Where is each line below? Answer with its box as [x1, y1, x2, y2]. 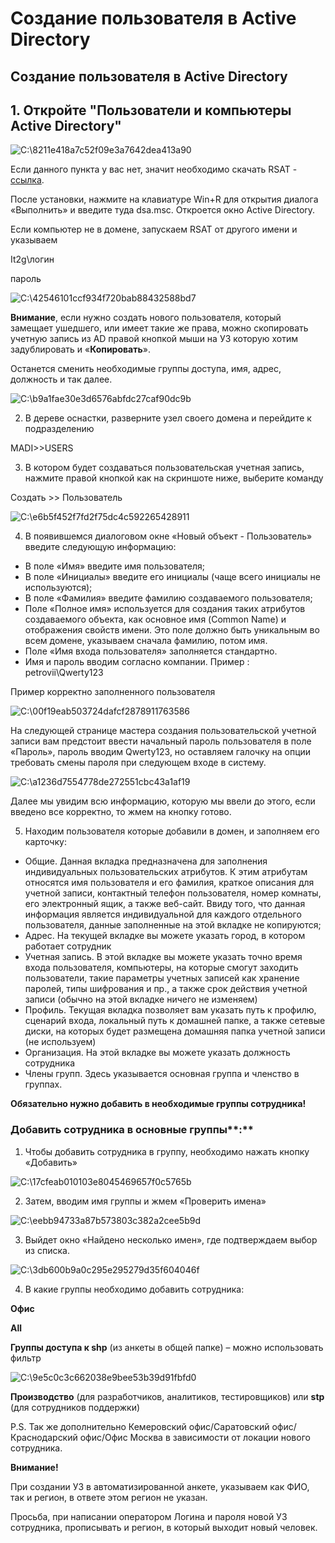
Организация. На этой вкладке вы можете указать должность [24, 1047, 291, 1059]
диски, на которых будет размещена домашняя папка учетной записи [24, 1025, 326, 1037]
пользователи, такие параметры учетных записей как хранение [24, 972, 300, 984]
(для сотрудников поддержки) [10, 1401, 141, 1413]
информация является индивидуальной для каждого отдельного [24, 908, 302, 921]
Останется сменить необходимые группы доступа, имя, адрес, [10, 363, 282, 375]
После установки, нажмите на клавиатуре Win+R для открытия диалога [10, 193, 319, 206]
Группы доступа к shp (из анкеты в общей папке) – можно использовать [10, 1341, 324, 1353]
